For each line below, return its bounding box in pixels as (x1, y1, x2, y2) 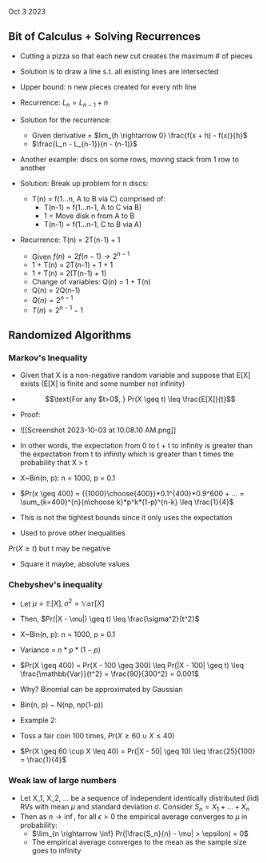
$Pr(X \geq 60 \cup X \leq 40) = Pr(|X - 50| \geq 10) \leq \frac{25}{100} (19, 746, 256, 756)
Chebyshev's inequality (8, 579, 103, 591)
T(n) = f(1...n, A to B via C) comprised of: (31, 193, 166, 203)
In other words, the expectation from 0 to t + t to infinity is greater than (19, 441, 253, 451)
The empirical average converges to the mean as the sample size (31, 837, 247, 847)
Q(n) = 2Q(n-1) (31, 285, 81, 295)
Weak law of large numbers (8, 775, 118, 786)
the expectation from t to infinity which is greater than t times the (19, 449, 234, 459)
